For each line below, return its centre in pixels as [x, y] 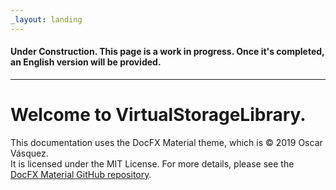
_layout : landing [46, 19]
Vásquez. [29, 153]
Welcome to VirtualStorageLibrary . [158, 115]
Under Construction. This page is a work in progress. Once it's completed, [167, 52]
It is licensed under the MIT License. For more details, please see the [152, 163]
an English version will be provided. [86, 62]
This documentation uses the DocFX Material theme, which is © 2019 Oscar [166, 142]
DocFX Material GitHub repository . [81, 174]
